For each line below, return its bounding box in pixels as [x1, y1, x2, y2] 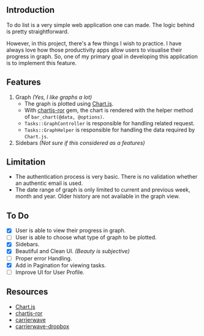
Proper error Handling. [15, 254, 72, 262]
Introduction [6, 5, 55, 15]
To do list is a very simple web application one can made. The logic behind [6, 21, 195, 28]
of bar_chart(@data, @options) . [24, 113, 105, 120]
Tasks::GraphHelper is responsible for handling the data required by [24, 126, 195, 133]
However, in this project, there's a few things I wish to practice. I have [6, 39, 182, 47]
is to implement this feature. [6, 59, 77, 66]
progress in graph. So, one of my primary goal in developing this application [6, 52, 198, 60]
